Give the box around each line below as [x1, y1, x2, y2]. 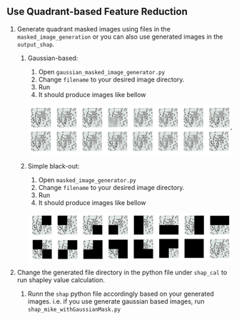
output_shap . [16, 39, 55, 49]
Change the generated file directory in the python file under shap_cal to [16, 268, 228, 277]
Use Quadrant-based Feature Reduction [6, 6, 188, 18]
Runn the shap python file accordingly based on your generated [27, 289, 215, 299]
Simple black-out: [27, 161, 80, 170]
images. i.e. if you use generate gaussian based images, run [27, 297, 205, 306]
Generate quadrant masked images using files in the [16, 24, 171, 33]
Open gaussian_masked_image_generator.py [38, 67, 166, 76]
